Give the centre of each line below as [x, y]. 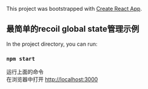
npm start [21, 59]
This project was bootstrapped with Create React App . [74, 9]
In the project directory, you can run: [52, 44]
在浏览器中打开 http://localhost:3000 [52, 79]
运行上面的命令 [25, 72]
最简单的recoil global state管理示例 [73, 29]
